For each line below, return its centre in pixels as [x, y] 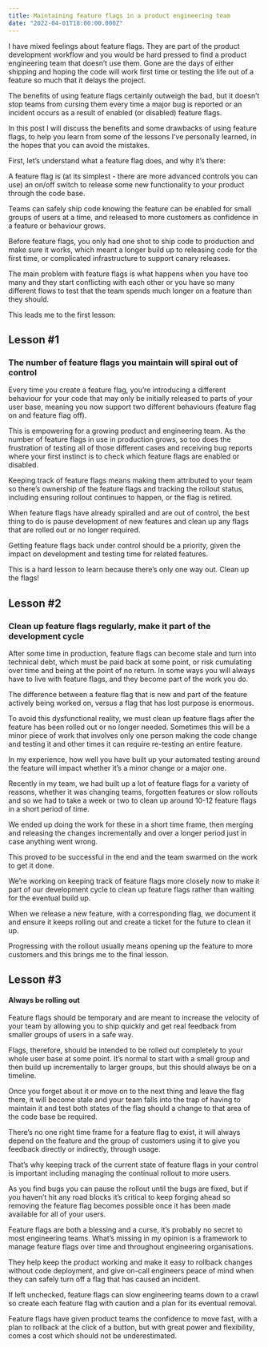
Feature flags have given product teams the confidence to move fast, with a [133, 1319]
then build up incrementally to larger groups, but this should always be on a [133, 1067]
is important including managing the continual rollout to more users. [120, 1173]
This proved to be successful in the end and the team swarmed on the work [133, 856]
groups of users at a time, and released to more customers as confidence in [133, 217]
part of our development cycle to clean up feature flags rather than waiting [131, 889]
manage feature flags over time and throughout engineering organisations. [131, 1247]
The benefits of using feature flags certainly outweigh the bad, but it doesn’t [134, 95]
